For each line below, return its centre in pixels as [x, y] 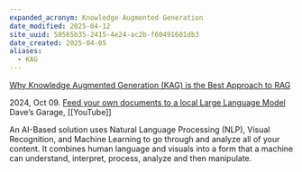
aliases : [26, 51]
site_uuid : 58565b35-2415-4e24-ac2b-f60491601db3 [105, 34]
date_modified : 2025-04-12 [60, 26]
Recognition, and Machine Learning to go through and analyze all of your [145, 139]
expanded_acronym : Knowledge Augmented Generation [106, 18]
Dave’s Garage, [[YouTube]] [60, 112]
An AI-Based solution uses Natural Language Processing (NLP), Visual [140, 130]
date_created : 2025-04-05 [58, 43]
